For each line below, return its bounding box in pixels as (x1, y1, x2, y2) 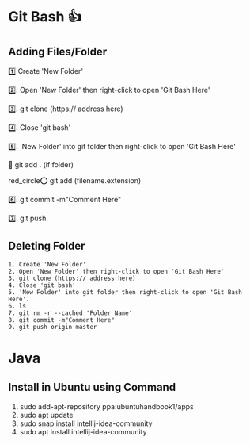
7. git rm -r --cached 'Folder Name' (8, 308, 133, 317)
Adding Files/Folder (8, 44, 108, 58)
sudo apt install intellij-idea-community (19, 427, 148, 436)
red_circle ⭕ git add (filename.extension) (8, 176, 142, 185)
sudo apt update (19, 410, 74, 419)
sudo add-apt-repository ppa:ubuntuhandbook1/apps (19, 401, 194, 411)
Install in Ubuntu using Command (8, 381, 176, 394)
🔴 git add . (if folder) (8, 160, 74, 169)
